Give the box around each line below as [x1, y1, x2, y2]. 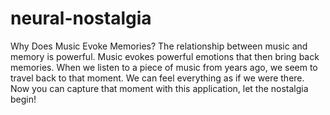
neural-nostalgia [10, 7, 152, 30]
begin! [10, 93, 37, 105]
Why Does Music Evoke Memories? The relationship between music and [10, 40, 308, 52]
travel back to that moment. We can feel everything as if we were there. [10, 72, 305, 84]
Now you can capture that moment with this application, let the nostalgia [10, 82, 309, 94]
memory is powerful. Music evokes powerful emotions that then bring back [10, 50, 320, 62]
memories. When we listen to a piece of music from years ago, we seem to [10, 61, 318, 73]
